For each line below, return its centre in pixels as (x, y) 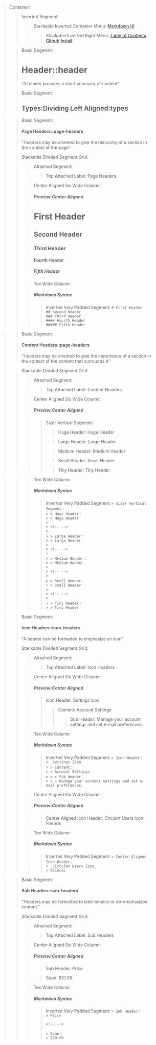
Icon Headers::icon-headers (51, 628)
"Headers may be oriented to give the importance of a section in (86, 356)
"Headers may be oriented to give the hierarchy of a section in (84, 142)
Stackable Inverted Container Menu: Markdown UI (84, 26)
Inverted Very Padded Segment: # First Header (94, 307)
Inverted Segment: (40, 16)
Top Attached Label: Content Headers (84, 389)
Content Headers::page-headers (56, 345)
